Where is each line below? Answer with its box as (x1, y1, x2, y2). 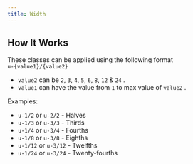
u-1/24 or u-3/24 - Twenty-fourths (17, 149, 118, 158)
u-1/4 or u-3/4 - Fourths (17, 126, 89, 135)
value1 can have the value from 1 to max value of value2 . (17, 83, 187, 92)
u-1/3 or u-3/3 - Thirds (17, 118, 85, 127)
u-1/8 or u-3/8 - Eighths (17, 133, 88, 143)
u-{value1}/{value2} (7, 63, 69, 71)
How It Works (7, 37, 69, 49)
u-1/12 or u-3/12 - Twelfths (17, 141, 98, 150)
